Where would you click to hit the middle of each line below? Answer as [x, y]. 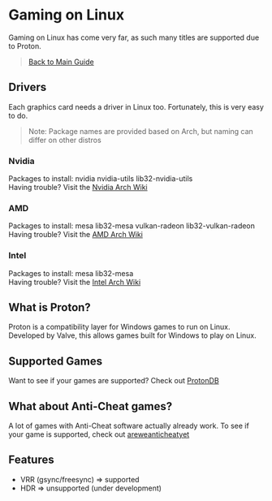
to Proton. [25, 45]
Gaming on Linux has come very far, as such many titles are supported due [134, 37]
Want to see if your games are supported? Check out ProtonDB [114, 381]
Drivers [28, 87]
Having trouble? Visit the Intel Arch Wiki [75, 282]
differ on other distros [65, 140]
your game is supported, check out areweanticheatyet [99, 434]
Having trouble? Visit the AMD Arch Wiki [76, 235]
